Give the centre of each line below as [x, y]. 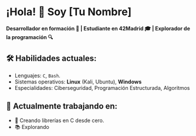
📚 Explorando [32, 127]
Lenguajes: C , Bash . [37, 75]
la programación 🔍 [30, 37]
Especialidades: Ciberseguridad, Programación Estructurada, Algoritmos [102, 88]
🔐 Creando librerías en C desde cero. [59, 120]
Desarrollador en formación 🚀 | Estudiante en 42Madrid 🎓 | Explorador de [98, 28]
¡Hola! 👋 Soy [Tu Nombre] [69, 12]
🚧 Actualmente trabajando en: [62, 107]
